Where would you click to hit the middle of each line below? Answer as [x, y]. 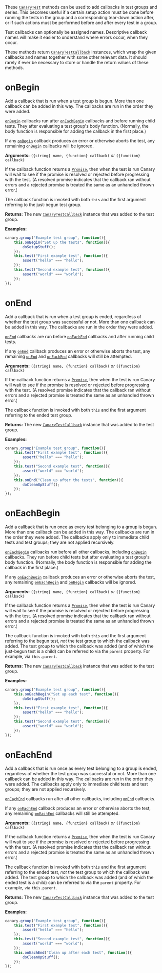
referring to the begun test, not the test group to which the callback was [77, 641]
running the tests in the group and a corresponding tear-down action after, [80, 17]
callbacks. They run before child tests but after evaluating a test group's [77, 557]
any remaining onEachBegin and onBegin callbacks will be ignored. [71, 582]
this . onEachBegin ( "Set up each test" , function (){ [66, 694]
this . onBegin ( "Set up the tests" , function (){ [62, 242]
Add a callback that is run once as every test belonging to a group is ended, [81, 768]
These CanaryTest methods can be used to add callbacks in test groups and [81, 7]
